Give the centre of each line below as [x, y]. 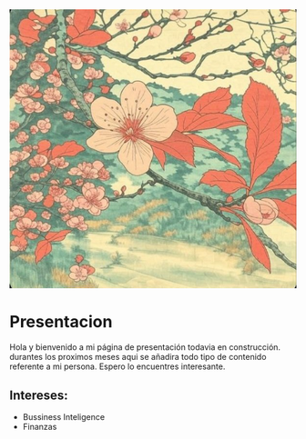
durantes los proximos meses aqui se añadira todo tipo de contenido [138, 357]
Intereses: [39, 395]
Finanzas [40, 426]
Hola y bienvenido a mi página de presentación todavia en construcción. [145, 347]
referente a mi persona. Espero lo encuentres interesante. [117, 366]
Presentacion [61, 322]
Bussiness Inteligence [64, 416]
